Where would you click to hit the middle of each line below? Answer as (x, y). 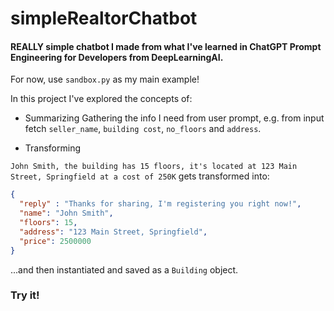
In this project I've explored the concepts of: (101, 99)
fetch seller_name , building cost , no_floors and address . (143, 129)
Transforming (53, 148)
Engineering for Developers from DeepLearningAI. (117, 57)
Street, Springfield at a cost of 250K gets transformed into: (140, 176)
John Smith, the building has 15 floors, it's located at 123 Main (154, 167)
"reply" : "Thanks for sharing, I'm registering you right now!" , (160, 204)
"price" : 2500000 (55, 241)
